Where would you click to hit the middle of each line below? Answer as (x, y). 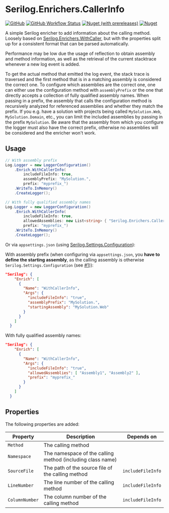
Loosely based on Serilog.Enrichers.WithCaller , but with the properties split (83, 38)
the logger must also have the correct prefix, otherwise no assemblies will (82, 127)
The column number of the (75, 496)
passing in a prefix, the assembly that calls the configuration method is (78, 101)
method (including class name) (80, 460)
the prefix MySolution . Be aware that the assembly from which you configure (84, 122)
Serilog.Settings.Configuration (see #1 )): (50, 265)
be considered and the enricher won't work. (51, 133)
